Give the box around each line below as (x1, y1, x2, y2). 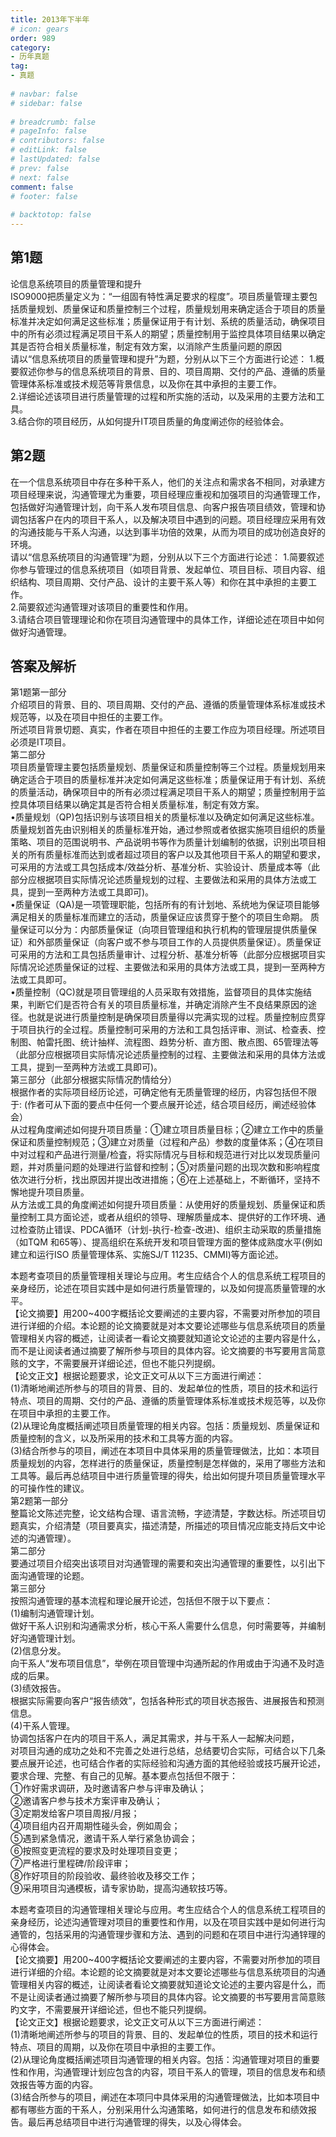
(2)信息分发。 (10, 1645, 67, 1657)
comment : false (10, 182, 74, 192)
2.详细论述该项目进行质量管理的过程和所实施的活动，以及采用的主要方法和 (10, 390, 317, 402)
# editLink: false (10, 145, 87, 155)
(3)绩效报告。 (10, 1682, 67, 1695)
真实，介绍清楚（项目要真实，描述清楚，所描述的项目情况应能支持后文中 (18, 1520, 317, 1532)
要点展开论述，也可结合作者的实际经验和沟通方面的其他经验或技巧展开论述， (10, 1757, 326, 1770)
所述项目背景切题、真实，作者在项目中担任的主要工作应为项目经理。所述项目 (10, 724, 326, 736)
